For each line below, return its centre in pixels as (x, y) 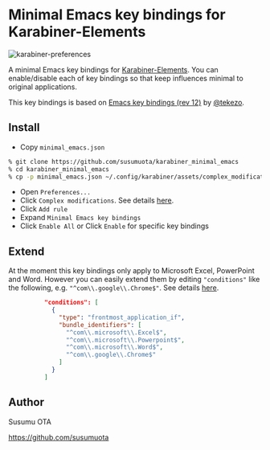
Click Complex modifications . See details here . (97, 200)
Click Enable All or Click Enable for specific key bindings (114, 226)
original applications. (43, 87)
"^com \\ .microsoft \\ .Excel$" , (116, 332)
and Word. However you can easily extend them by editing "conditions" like (134, 280)
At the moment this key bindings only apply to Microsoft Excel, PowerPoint (131, 271)
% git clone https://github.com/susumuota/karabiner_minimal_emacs (124, 162)
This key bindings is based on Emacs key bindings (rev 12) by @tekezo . (127, 102)
